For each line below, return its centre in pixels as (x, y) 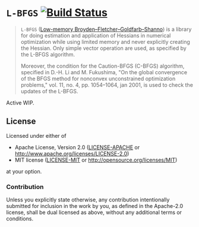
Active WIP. (20, 103)
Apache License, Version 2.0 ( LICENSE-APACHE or (77, 147)
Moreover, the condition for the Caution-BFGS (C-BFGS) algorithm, (102, 66)
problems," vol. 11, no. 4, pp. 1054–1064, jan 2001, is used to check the (107, 85)
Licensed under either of (36, 135)
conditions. (20, 219)
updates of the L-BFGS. (49, 91)
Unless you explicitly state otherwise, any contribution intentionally (88, 200)
